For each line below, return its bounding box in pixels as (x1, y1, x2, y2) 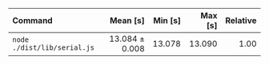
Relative (225, 15, 257, 26)
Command (12, 15, 54, 26)
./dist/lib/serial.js (12, 43, 94, 52)
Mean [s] (109, 15, 146, 26)
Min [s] (153, 15, 182, 26)
